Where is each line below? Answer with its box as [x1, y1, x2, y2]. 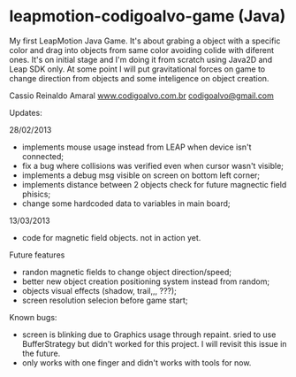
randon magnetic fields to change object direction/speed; [21, 266, 232, 277]
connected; [21, 150, 65, 161]
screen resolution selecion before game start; [21, 295, 188, 305]
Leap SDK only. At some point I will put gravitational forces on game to [9, 64, 266, 74]
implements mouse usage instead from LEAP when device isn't [21, 142, 252, 152]
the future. [21, 348, 61, 358]
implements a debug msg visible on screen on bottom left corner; [21, 170, 261, 181]
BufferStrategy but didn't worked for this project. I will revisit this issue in [21, 338, 287, 349]
